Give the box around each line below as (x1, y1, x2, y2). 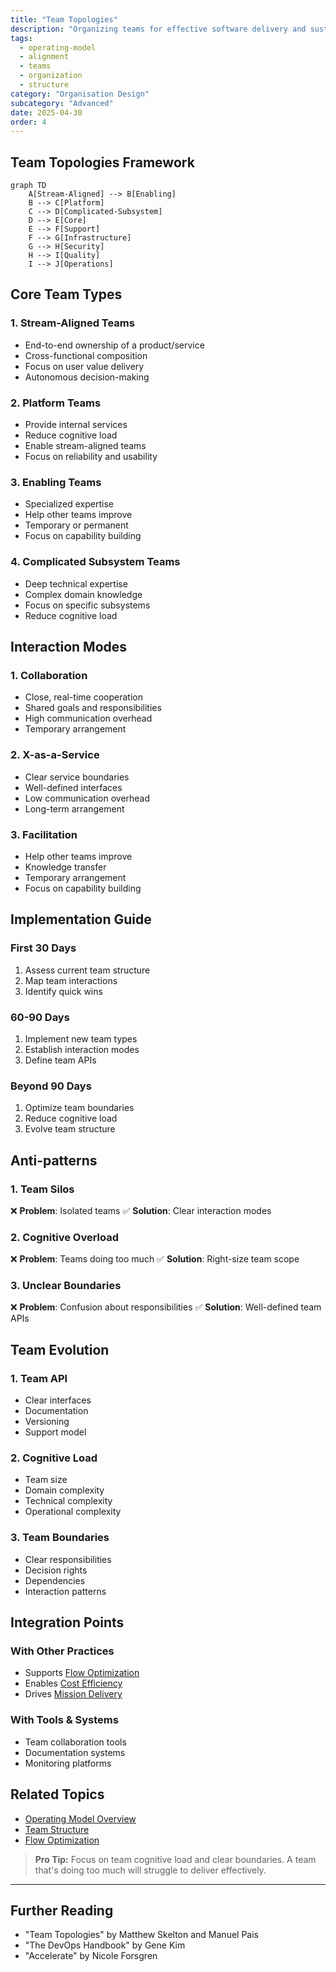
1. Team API (10, 1371, 68, 1385)
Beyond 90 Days (10, 1079, 92, 1093)
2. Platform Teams (10, 396, 102, 410)
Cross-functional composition (24, 349, 148, 361)
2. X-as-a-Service (10, 748, 100, 762)
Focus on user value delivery (24, 360, 145, 372)
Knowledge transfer (24, 861, 107, 873)
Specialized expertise (24, 498, 114, 510)
